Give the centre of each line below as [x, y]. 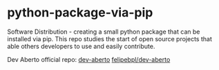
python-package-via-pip [80, 13]
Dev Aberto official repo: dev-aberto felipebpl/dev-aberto [89, 59]
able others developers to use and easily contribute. [81, 46]
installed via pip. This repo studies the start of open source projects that [109, 38]
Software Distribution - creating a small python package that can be [104, 32]
